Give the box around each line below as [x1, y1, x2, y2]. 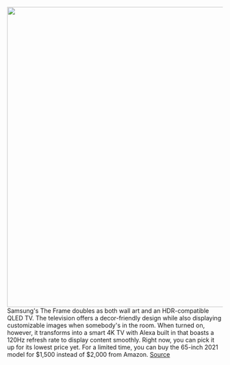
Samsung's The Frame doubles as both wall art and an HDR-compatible [7, 307, 209, 315]
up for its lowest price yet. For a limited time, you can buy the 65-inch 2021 [7, 343, 218, 351]
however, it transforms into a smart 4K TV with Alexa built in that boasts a [7, 329, 214, 336]
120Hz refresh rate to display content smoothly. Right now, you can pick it [7, 336, 215, 344]
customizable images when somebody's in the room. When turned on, [7, 321, 205, 329]
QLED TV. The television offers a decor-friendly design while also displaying [7, 314, 222, 322]
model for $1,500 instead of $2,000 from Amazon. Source [7, 351, 170, 358]
